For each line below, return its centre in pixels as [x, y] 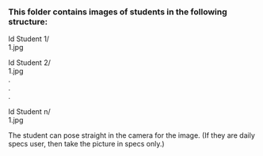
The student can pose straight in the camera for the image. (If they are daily [132, 135]
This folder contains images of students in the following [118, 12]
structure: [28, 21]
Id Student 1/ [29, 39]
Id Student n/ [29, 112]
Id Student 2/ [30, 63]
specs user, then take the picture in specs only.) [86, 144]
